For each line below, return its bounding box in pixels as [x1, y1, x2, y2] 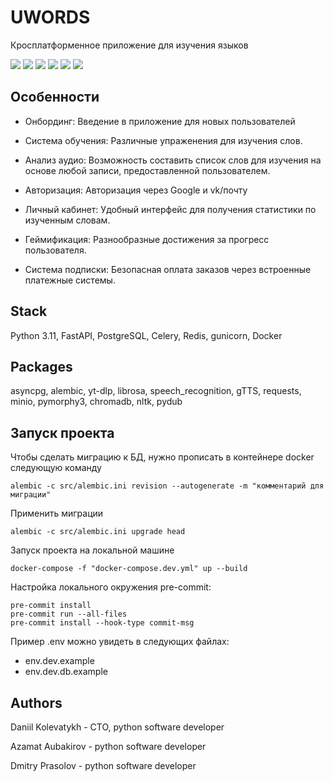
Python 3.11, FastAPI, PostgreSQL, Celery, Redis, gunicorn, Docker [10, 329, 283, 341]
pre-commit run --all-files [10, 609, 128, 620]
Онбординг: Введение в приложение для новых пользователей [24, 115, 296, 127]
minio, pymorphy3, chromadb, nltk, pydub [10, 396, 183, 408]
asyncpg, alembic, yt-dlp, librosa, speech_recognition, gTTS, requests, [10, 385, 302, 397]
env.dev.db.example [24, 666, 108, 678]
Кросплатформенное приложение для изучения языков [10, 39, 249, 51]
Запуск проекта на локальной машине [10, 544, 175, 556]
